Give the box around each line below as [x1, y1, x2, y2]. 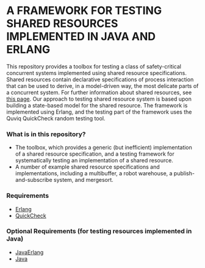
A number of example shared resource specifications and [15, 163, 160, 171]
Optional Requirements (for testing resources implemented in [6, 227, 192, 236]
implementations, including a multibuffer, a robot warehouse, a [15, 170, 173, 177]
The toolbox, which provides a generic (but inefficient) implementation [15, 144, 192, 151]
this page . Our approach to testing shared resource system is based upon [6, 95, 192, 103]
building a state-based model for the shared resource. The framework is [6, 101, 188, 109]
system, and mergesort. [54, 176, 114, 184]
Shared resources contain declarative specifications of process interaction [6, 76, 194, 83]
